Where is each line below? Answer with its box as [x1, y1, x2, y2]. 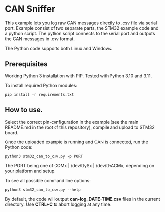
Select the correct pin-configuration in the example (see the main [5, 119, 139, 125]
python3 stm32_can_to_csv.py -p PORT [5, 154, 83, 159]
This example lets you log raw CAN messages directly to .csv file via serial [5, 20, 157, 26]
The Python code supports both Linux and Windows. [5, 45, 113, 51]
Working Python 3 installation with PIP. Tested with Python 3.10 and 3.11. [5, 73, 152, 79]
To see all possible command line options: [5, 177, 91, 183]
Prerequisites [5, 60, 48, 68]
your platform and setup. [5, 168, 56, 174]
